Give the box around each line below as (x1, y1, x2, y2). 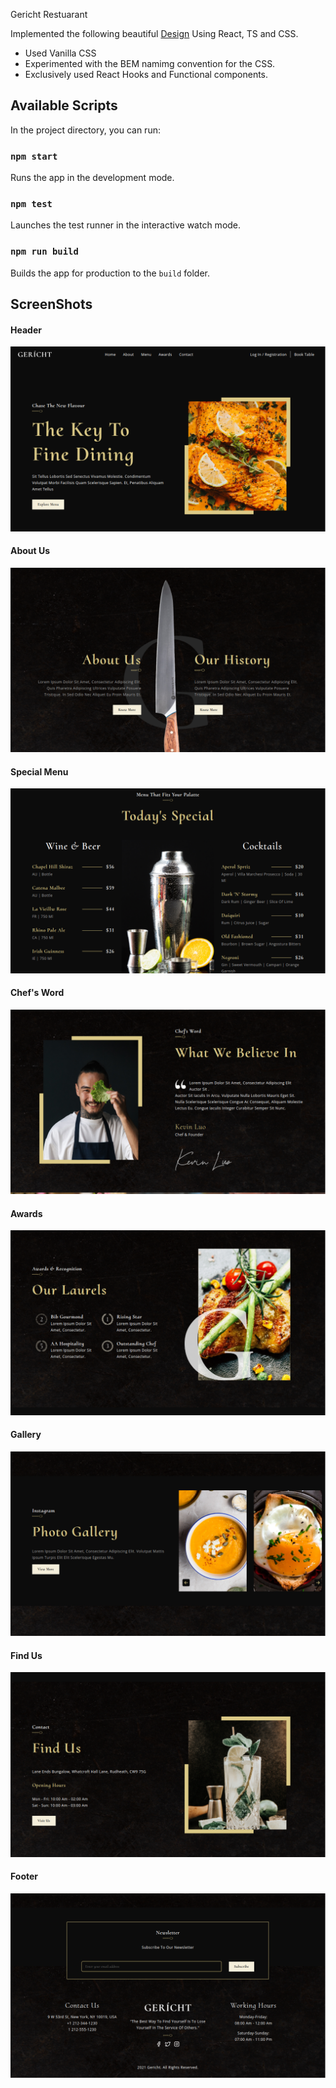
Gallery (10, 1429, 42, 1441)
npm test (10, 199, 53, 210)
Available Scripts (10, 97, 118, 114)
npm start (10, 150, 58, 162)
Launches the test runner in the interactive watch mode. (10, 219, 242, 231)
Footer (10, 1870, 39, 1883)
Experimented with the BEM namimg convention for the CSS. (24, 58, 276, 69)
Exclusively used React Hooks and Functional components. (24, 69, 269, 80)
